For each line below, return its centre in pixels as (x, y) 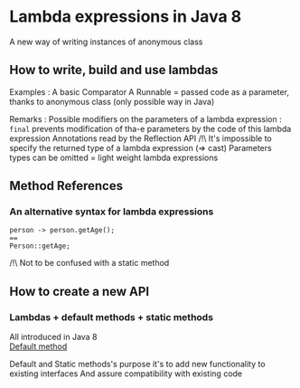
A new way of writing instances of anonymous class (106, 42)
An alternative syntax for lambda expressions (112, 212)
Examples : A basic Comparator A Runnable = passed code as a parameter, (149, 91)
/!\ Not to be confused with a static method (89, 263)
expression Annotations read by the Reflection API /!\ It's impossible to (141, 138)
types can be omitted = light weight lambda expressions (114, 157)
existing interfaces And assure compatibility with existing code (126, 374)
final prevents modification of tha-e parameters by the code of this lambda (150, 128)
